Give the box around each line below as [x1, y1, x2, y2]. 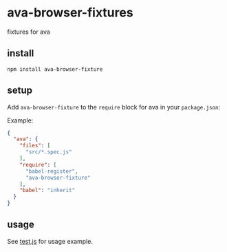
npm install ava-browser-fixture [7, 65, 103, 73]
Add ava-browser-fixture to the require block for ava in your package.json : [7, 103, 221, 111]
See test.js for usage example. [7, 237, 93, 245]
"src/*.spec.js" [25, 149, 72, 156]
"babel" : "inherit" [19, 187, 76, 194]
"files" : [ [19, 143, 51, 149]
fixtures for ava [7, 28, 50, 36]
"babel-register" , [25, 167, 78, 175]
